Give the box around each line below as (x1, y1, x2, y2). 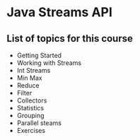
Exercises (16, 127, 46, 134)
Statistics (16, 104, 45, 112)
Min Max (16, 74, 43, 82)
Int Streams (16, 66, 51, 74)
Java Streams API (6, 4, 112, 21)
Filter (16, 89, 33, 97)
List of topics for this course (6, 33, 134, 45)
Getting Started (16, 51, 62, 59)
